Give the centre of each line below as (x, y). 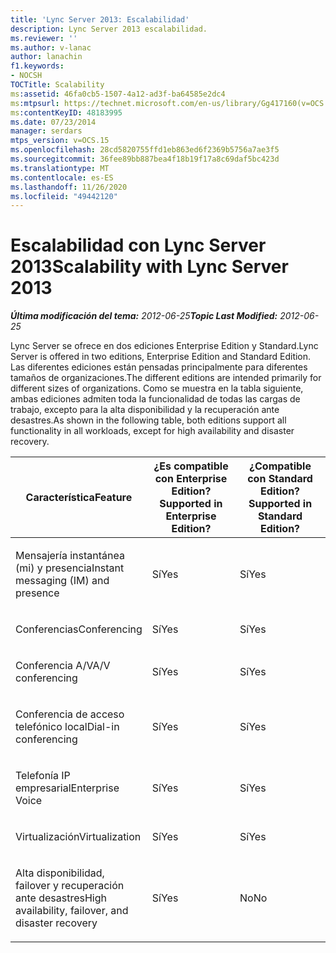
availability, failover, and (72, 911)
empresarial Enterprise (67, 788)
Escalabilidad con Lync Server (138, 245)
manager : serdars (46, 131)
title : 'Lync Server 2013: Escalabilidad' (100, 19)
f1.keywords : (37, 66)
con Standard (280, 479)
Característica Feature (79, 498)
